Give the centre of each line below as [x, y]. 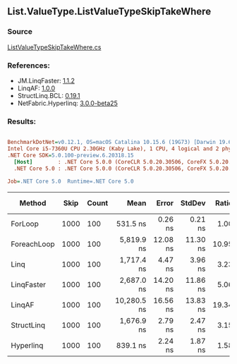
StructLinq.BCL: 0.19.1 [49, 95]
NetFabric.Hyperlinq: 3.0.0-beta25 [67, 103]
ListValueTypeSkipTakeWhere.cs [54, 47]
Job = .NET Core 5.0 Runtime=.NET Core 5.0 [71, 181]
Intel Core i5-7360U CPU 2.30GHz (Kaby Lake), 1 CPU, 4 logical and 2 [113, 149]
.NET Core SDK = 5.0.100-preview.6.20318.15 [71, 156]
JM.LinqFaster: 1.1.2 [46, 80]
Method [33, 202]
